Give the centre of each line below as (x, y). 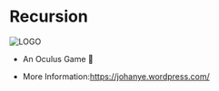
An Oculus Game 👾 (58, 59)
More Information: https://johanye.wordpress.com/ (116, 76)
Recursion (49, 17)
